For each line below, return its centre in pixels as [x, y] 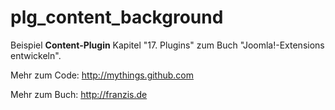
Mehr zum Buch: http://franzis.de [79, 94]
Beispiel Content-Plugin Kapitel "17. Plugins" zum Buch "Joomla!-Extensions [167, 45]
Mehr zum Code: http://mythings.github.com [102, 75]
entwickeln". [36, 55]
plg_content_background [117, 17]
